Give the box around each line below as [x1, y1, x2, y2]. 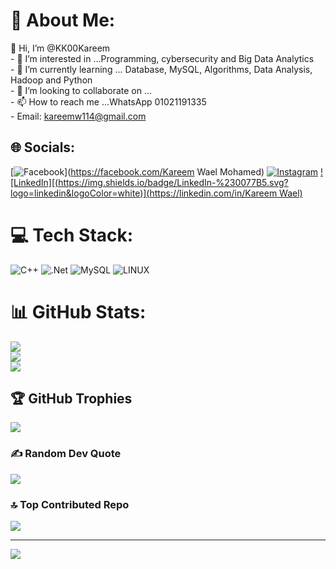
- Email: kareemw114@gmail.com [10, 110, 147, 122]
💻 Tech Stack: [10, 224, 134, 246]
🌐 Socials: [10, 139, 76, 156]
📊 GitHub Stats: [10, 300, 147, 323]
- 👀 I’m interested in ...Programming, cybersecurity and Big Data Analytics [10, 52, 315, 64]
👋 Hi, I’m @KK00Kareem [10, 42, 111, 54]
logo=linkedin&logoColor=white [10, 187, 141, 199]
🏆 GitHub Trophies [10, 390, 133, 408]
